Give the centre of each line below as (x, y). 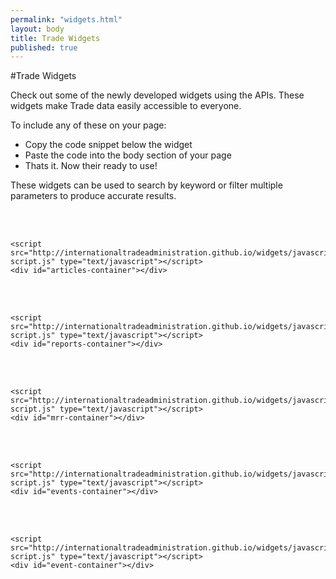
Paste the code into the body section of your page (128, 155)
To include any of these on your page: (88, 125)
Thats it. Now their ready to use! (91, 166)
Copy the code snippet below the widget (108, 145)
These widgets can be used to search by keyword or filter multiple (146, 185)
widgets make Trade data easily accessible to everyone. (126, 106)
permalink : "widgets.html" (66, 19)
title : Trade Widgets (55, 38)
